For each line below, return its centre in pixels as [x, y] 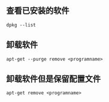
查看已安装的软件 [38, 11]
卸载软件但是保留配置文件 [53, 79]
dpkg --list [21, 25]
